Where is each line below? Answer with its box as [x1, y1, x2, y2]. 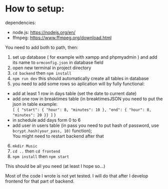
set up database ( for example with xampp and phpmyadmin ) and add [12, 54, 157, 60]
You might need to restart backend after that [12, 133, 104, 139]
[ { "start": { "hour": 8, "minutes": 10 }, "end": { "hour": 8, [12, 107, 151, 112]
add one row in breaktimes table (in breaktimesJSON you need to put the [12, 96, 163, 102]
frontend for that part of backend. [5, 178, 74, 184]
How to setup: [5, 3, 64, 15]
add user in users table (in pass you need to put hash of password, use [12, 122, 159, 128]
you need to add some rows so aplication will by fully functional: [12, 81, 145, 87]
